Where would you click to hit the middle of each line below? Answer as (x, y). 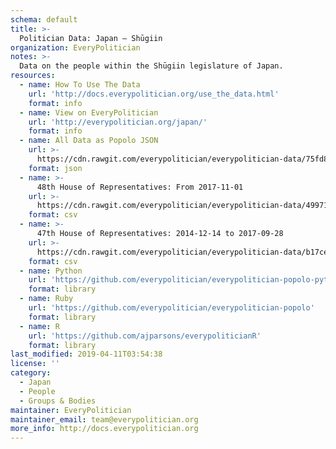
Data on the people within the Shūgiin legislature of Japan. (151, 66)
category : (31, 373)
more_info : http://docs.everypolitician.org (104, 429)
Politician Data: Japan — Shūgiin (91, 38)
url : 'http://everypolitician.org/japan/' (118, 122)
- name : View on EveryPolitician (89, 112)
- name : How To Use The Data (80, 85)
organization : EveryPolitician (75, 47)
